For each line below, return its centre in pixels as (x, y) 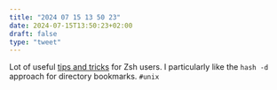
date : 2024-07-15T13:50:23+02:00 (71, 26)
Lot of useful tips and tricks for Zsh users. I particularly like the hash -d (139, 67)
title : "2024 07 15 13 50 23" (65, 17)
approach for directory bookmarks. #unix (84, 77)
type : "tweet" (36, 42)
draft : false (33, 34)
